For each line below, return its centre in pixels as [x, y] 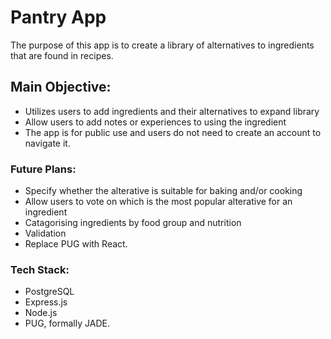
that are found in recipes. [62, 55]
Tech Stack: [40, 269]
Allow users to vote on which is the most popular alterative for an [158, 202]
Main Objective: [61, 87]
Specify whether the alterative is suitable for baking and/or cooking [163, 191]
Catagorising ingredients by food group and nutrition [133, 223]
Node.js [41, 313]
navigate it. [47, 143]
